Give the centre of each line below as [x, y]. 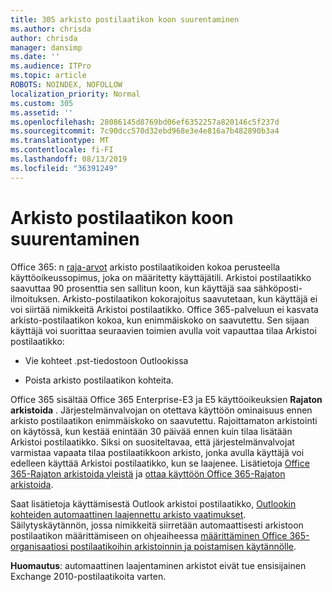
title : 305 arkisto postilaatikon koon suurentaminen [125, 19]
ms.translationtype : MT [60, 141]
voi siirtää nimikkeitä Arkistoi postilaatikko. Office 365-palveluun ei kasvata [164, 309]
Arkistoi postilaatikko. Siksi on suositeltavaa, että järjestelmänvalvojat [152, 442]
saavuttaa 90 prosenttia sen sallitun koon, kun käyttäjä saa [131, 288]
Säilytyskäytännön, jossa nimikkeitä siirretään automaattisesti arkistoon [157, 525]
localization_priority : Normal [75, 94]
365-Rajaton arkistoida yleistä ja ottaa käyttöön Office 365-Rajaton [148, 473]
